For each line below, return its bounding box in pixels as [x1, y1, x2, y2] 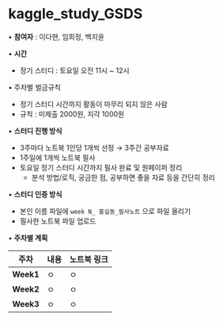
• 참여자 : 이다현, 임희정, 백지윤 [8, 32, 105, 41]
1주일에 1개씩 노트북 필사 [19, 152, 96, 162]
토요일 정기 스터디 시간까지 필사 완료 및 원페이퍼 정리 [19, 162, 183, 172]
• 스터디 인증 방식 [8, 189, 62, 199]
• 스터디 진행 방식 [8, 126, 62, 136]
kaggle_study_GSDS [8, 5, 143, 23]
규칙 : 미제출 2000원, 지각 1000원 [19, 109, 125, 119]
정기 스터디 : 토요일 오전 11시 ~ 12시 [19, 65, 130, 75]
